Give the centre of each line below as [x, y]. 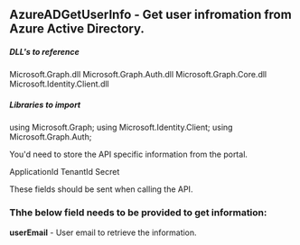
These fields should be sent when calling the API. [101, 189]
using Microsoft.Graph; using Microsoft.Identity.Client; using [121, 127]
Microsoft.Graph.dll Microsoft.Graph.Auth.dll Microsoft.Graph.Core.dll [138, 75]
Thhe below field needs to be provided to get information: [138, 213]
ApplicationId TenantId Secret [65, 172]
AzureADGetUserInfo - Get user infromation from [150, 15]
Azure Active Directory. [77, 29]
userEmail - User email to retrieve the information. [103, 232]
